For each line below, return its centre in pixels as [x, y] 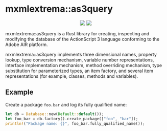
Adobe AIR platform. [27, 45]
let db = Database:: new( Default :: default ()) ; [54, 114]
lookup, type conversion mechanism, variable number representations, [80, 60]
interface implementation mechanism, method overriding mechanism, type [84, 65]
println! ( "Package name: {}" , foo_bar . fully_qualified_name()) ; [75, 123]
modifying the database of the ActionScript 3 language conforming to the [82, 39]
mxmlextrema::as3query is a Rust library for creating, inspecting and [77, 33]
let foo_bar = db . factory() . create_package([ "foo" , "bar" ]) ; [72, 119]
